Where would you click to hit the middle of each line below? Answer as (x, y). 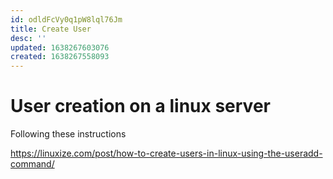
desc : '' (28, 38)
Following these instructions (68, 134)
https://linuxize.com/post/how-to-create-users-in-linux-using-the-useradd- (166, 153)
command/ (32, 164)
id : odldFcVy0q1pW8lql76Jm (66, 19)
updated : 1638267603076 (60, 47)
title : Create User (51, 29)
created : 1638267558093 (60, 57)
